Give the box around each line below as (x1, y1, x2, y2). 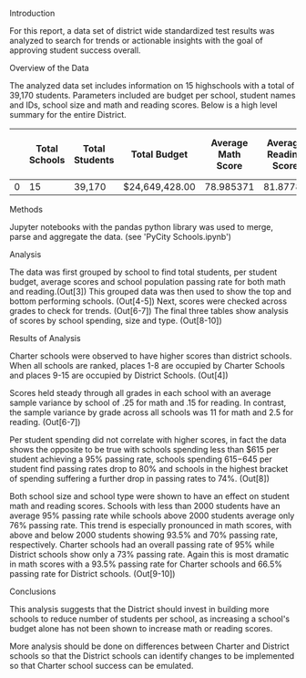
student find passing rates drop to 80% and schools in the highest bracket (9, 464, 289, 474)
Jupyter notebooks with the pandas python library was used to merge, (9, 222, 273, 232)
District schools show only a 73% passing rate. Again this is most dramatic (9, 549, 290, 559)
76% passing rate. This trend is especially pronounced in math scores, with (9, 520, 292, 530)
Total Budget (130, 148, 189, 161)
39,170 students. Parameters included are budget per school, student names (9, 90, 296, 100)
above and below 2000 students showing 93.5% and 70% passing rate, (9, 529, 279, 540)
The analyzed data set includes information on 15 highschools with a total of (9, 80, 295, 90)
